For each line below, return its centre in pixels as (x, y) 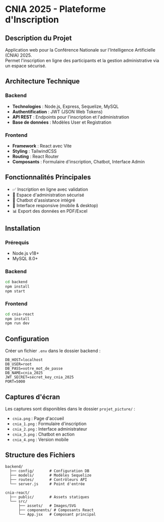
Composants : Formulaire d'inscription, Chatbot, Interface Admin (78, 161)
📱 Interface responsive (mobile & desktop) (55, 205)
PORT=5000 (15, 382)
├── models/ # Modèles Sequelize (51, 475)
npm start (15, 291)
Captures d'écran (33, 397)
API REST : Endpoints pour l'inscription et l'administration (71, 117)
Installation (23, 229)
